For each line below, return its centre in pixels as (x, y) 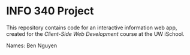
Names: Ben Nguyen (32, 45)
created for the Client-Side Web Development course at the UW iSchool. (95, 33)
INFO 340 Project (50, 11)
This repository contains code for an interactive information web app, (92, 27)
